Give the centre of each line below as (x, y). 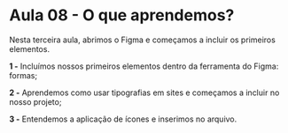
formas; (23, 75)
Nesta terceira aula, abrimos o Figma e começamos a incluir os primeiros (143, 40)
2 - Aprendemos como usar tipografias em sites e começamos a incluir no (144, 92)
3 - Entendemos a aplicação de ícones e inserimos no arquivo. (123, 119)
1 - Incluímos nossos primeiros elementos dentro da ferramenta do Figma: (144, 66)
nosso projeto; (35, 101)
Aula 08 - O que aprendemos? (122, 15)
